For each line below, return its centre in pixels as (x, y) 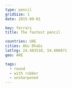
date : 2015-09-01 (23, 19)
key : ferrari (18, 28)
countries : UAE (21, 42)
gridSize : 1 (17, 14)
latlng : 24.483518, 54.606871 (36, 50)
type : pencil (18, 10)
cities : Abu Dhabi (24, 46)
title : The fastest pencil (33, 33)
